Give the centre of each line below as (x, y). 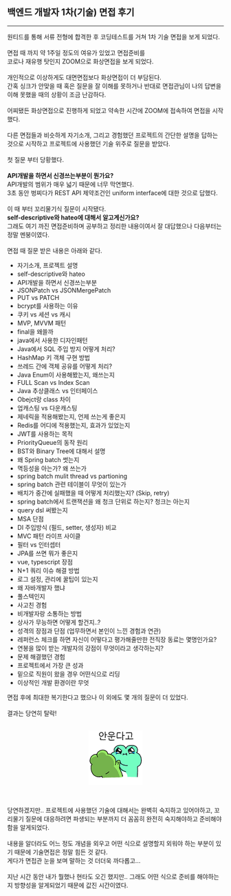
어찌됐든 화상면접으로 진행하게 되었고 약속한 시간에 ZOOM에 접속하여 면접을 (109, 110)
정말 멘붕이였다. (29, 235)
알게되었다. (35, 827)
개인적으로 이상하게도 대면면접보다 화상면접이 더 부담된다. (84, 77)
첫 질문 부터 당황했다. (35, 159)
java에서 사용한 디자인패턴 (52, 340)
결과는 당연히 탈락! (32, 713)
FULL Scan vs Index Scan (53, 382)
